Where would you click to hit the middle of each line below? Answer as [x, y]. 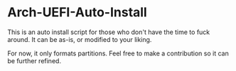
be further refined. [34, 60]
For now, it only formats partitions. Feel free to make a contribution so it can [118, 53]
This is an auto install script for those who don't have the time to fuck [109, 32]
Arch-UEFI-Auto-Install [77, 12]
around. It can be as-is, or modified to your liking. [80, 39]
